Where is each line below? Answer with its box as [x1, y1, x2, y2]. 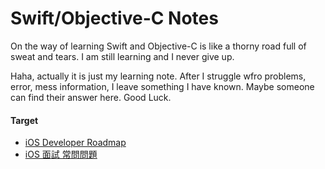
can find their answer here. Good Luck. [10, 91, 172, 103]
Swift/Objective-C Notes [10, 7, 219, 30]
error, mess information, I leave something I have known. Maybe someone [10, 80, 315, 92]
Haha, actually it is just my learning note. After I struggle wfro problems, [10, 70, 307, 82]
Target [10, 114, 39, 126]
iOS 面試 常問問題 [24, 148, 98, 161]
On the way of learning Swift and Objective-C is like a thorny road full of [10, 40, 307, 52]
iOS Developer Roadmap [24, 137, 127, 149]
